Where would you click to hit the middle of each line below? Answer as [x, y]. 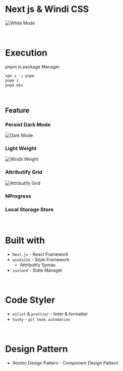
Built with [25, 240]
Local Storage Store [29, 209]
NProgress [18, 196]
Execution [26, 53]
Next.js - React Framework [40, 254]
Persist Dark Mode [28, 124]
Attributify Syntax [38, 265]
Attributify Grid [24, 172]
